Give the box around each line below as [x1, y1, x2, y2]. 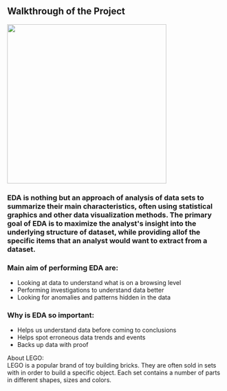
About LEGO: [7, 354, 44, 362]
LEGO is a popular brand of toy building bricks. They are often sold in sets [7, 361, 217, 370]
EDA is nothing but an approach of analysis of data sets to [7, 193, 204, 202]
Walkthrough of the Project [7, 6, 126, 17]
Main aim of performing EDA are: [7, 263, 119, 273]
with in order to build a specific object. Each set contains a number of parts [7, 368, 221, 377]
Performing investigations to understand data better [17, 286, 164, 295]
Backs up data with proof [17, 341, 89, 349]
